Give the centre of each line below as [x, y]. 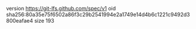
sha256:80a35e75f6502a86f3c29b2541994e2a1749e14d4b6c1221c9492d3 [98, 14]
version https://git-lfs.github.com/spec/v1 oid [61, 8]
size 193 [44, 21]
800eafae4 [20, 21]
